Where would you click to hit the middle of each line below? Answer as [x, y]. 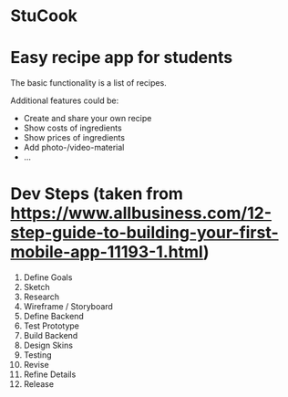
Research [41, 297]
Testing [38, 355]
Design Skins [48, 345]
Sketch [37, 287]
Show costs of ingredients [72, 128]
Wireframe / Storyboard [68, 307]
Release [38, 384]
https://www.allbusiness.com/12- [141, 213]
